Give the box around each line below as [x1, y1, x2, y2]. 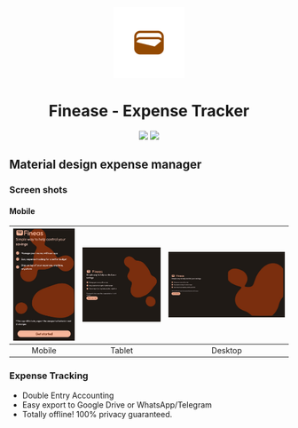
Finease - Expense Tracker [48, 101, 250, 122]
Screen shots [9, 184, 68, 196]
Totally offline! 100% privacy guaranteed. [21, 408, 173, 419]
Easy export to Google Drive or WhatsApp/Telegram [21, 399, 213, 410]
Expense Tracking [9, 369, 89, 382]
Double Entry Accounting [21, 390, 114, 400]
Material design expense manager [9, 157, 202, 172]
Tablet [110, 345, 134, 355]
